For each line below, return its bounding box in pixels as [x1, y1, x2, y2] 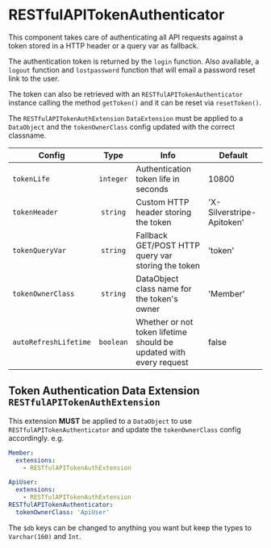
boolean [98, 337, 128, 347]
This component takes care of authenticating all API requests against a [8, 32, 244, 42]
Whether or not [135, 316, 194, 327]
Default [219, 149, 248, 160]
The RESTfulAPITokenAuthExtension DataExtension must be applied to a [8, 113, 244, 122]
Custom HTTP [135, 196, 190, 207]
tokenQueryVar [12, 246, 67, 255]
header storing [135, 206, 192, 218]
